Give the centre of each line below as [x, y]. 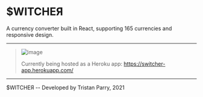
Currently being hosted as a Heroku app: [72, 64]
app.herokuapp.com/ [47, 70]
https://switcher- [144, 64]
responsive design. [30, 34]
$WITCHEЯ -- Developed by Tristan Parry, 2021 [66, 87]
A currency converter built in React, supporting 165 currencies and [89, 28]
